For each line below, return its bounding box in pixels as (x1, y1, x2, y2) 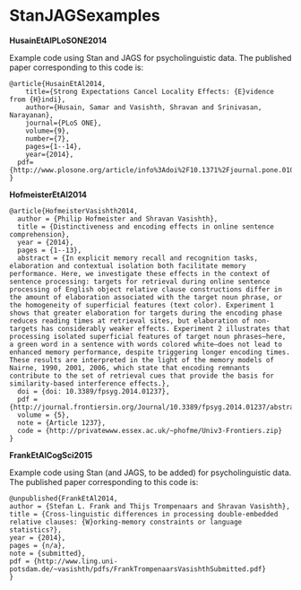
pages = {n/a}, (9, 541, 66, 550)
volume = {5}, (17, 410, 70, 420)
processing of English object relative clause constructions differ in (9, 284, 282, 294)
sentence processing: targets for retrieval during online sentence (9, 277, 271, 286)
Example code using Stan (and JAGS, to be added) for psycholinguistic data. (9, 467, 292, 478)
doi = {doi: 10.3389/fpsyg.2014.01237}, (17, 386, 170, 395)
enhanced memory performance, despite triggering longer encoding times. (9, 347, 291, 357)
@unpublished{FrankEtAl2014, (9, 494, 118, 503)
